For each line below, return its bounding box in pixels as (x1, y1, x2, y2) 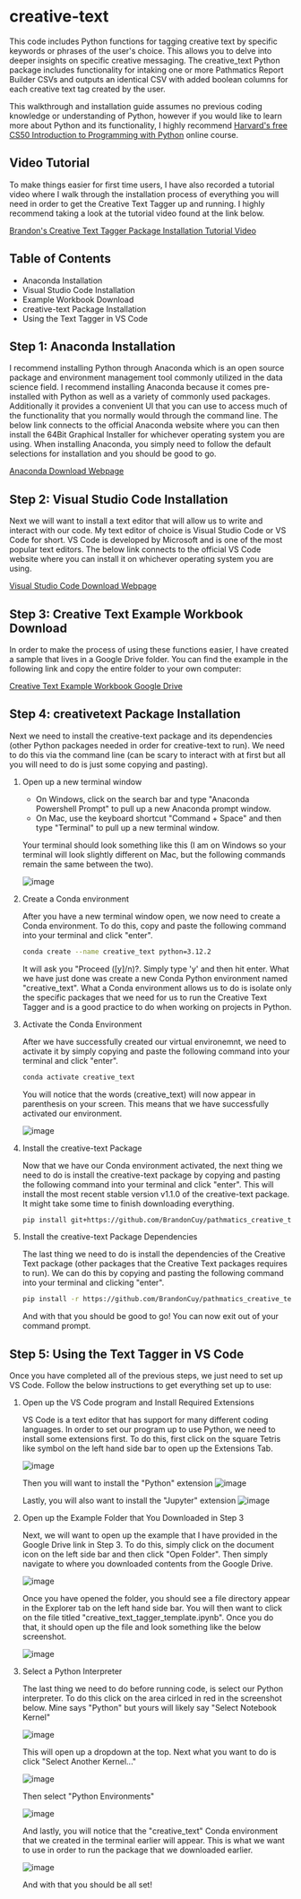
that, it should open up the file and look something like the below (21, 1622, 262, 1633)
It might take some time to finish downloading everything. (21, 1198, 235, 1209)
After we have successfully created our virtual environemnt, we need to (21, 1036, 287, 1047)
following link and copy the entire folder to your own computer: (9, 663, 242, 674)
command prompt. (21, 1320, 91, 1332)
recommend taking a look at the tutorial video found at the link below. (9, 208, 265, 219)
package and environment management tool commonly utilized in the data (9, 372, 284, 383)
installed (9, 392, 41, 402)
